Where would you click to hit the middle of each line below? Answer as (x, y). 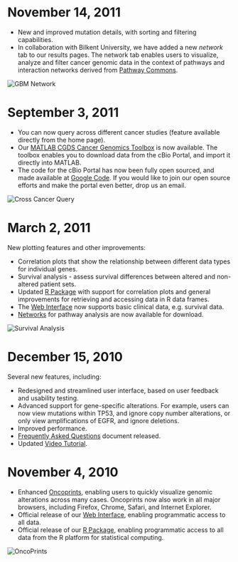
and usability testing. (48, 398)
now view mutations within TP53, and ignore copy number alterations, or (124, 413)
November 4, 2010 (63, 472)
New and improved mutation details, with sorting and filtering (107, 32)
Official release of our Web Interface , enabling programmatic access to (121, 514)
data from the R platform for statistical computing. (91, 537)
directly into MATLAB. (49, 162)
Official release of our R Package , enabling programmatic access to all (120, 530)
